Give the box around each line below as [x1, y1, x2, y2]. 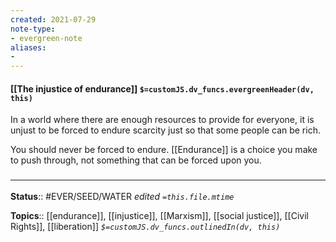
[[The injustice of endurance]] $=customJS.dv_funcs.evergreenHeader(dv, [10, 82, 315, 95]
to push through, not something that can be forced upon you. [10, 154, 262, 166]
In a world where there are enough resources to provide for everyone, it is [10, 114, 315, 126]
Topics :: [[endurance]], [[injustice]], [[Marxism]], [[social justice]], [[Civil [10, 209, 309, 221]
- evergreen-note [10, 33, 83, 43]
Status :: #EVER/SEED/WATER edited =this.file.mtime [10, 190, 235, 202]
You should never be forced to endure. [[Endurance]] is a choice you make [10, 144, 318, 156]
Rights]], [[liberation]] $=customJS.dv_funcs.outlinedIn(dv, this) [10, 220, 281, 232]
